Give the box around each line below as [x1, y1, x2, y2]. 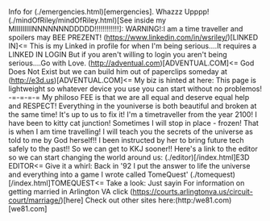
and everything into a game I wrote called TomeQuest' [8, 169, 189, 179]
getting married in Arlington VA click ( [8, 187, 133, 196]
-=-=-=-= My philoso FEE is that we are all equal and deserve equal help [8, 93, 250, 102]
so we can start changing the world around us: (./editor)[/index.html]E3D [8, 152, 250, 162]
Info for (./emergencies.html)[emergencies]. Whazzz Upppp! [8, 7, 210, 16]
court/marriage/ [8, 195, 61, 205]
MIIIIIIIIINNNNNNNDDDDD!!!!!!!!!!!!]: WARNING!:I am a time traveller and [8, 24, 243, 33]
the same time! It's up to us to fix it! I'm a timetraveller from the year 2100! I [8, 110, 258, 119]
